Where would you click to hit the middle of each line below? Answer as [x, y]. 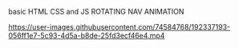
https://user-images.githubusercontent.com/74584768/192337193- [119, 27]
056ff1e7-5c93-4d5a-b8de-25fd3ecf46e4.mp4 [87, 36]
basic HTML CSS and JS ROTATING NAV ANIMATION [96, 12]
